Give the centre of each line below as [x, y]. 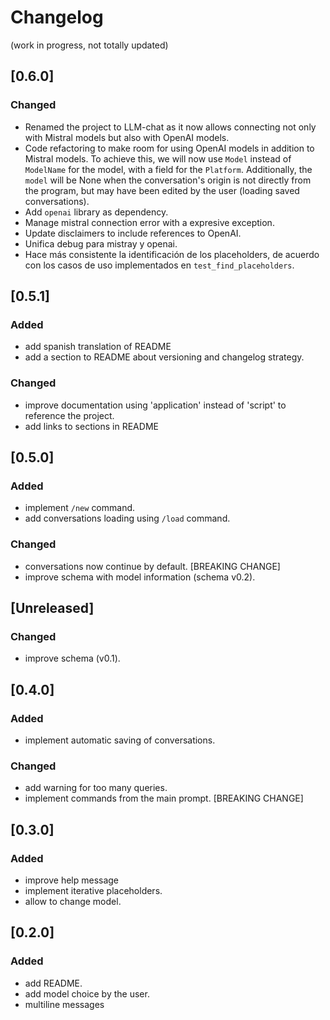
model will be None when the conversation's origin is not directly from [168, 180]
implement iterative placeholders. [93, 890]
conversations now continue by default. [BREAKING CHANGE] [152, 566]
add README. [53, 983]
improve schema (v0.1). [72, 658]
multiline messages [64, 1004]
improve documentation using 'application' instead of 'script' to [155, 405]
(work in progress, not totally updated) [89, 45]
